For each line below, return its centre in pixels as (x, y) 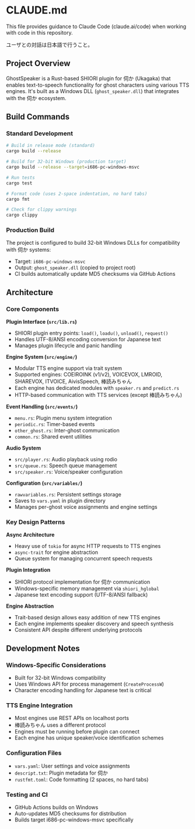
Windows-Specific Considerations (56, 665)
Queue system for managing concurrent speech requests (83, 559)
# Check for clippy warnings (41, 210)
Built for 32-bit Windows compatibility (60, 678)
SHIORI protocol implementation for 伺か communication (82, 582)
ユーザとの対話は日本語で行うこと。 (50, 44)
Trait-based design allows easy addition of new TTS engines (87, 618)
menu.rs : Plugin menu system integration (63, 418)
